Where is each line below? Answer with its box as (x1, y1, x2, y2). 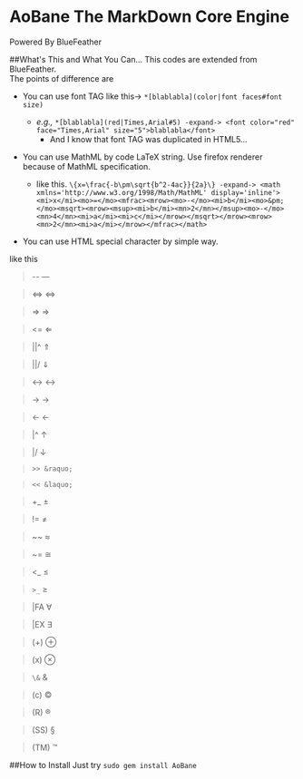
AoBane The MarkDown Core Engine (9, 6, 290, 27)
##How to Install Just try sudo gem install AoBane (9, 759, 197, 770)
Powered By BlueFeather (9, 36, 103, 47)
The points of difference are (9, 73, 114, 83)
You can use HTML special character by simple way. (22, 236, 220, 247)
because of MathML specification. (22, 161, 151, 171)
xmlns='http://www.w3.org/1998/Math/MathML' (35, 188, 208, 197)
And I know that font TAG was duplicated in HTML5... (49, 133, 248, 144)
